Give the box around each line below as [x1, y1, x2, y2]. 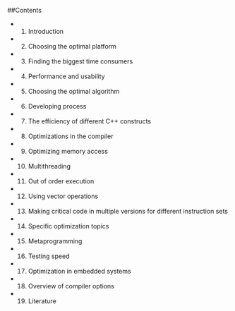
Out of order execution [28, 177, 95, 185]
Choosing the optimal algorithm [28, 87, 120, 95]
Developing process [28, 102, 87, 110]
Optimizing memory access [28, 147, 108, 155]
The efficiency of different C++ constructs [28, 117, 152, 126]
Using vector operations [28, 192, 99, 200]
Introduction [28, 28, 64, 35]
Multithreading [28, 162, 71, 170]
